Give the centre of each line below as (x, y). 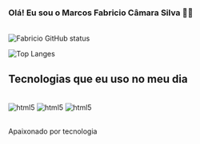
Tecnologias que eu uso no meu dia (98, 79)
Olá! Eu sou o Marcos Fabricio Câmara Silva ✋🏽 (101, 13)
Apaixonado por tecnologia (53, 131)
